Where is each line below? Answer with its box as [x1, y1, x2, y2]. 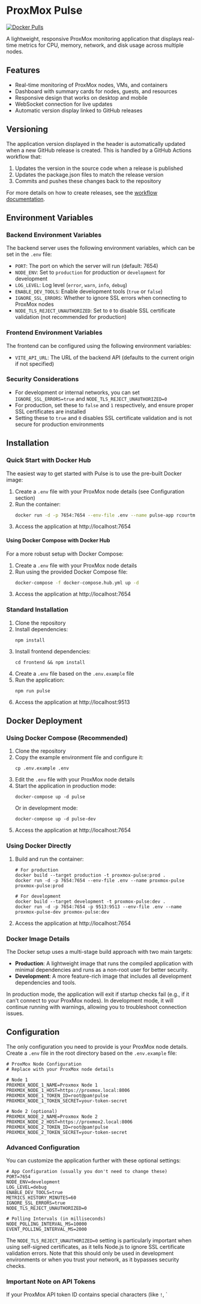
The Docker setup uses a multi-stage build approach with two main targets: [6, 948, 193, 956]
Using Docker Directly [6, 842, 72, 850]
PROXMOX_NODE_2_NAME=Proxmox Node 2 [6, 1114, 98, 1120]
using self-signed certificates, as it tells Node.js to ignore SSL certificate [6, 1243, 185, 1251]
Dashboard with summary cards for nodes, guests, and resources [14, 88, 178, 95]
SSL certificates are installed [14, 408, 86, 415]
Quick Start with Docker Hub [6, 456, 91, 464]
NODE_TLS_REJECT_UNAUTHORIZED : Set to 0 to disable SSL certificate [14, 307, 176, 314]
